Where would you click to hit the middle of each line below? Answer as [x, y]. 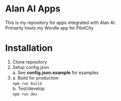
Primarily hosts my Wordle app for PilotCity [49, 27]
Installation [29, 48]
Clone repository [30, 62]
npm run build [27, 83]
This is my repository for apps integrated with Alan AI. [60, 22]
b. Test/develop [28, 88]
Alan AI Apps [33, 9]
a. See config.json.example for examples [55, 72]
